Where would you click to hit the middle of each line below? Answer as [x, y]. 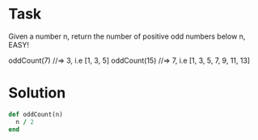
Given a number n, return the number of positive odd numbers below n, [127, 36]
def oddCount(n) [36, 114]
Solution [37, 93]
